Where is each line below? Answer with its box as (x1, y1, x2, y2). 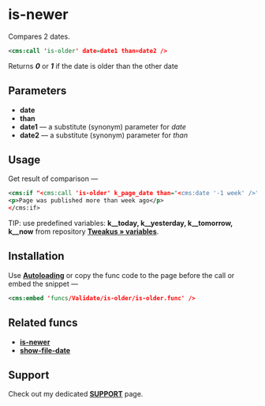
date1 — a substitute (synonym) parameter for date (19, 122, 187, 131)
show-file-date (19, 345, 71, 355)
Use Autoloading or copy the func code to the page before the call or (8, 270, 235, 280)
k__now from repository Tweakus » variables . (8, 227, 159, 236)
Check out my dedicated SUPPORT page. (8, 389, 144, 399)
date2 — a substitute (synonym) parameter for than (19, 130, 188, 140)
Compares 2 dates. (8, 32, 70, 41)
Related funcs (8, 316, 78, 329)
